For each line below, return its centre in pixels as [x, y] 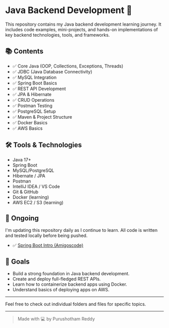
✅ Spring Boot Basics [35, 83]
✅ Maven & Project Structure [42, 117]
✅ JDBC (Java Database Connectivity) [52, 71]
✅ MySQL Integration [34, 77]
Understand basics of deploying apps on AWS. [61, 290]
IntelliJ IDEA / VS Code [36, 186]
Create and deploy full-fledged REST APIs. [57, 279]
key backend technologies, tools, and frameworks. [58, 35]
